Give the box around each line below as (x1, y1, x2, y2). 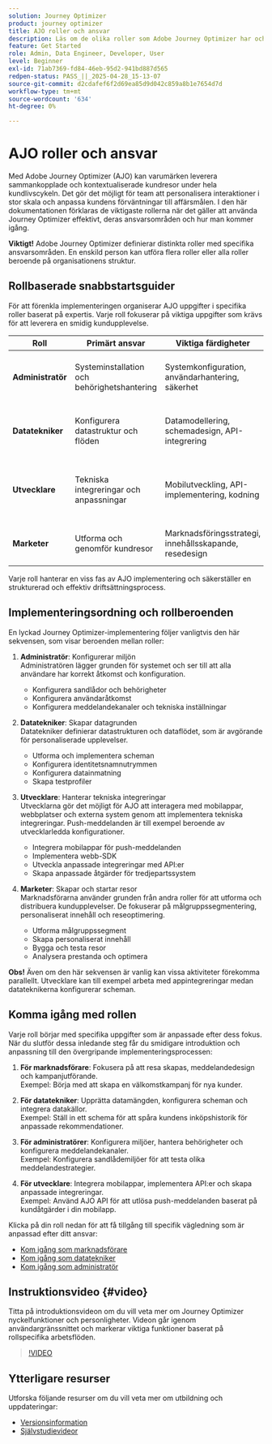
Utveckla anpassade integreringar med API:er (32, 859, 185, 869)
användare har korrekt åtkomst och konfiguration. (19, 668, 186, 678)
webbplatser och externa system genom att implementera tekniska (19, 809, 243, 819)
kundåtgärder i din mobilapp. (19, 1204, 117, 1214)
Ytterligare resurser (8, 1372, 111, 1386)
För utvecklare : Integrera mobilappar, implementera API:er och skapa (19, 1178, 253, 1188)
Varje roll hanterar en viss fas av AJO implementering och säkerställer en (8, 574, 252, 583)
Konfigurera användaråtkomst (32, 693, 132, 703)
